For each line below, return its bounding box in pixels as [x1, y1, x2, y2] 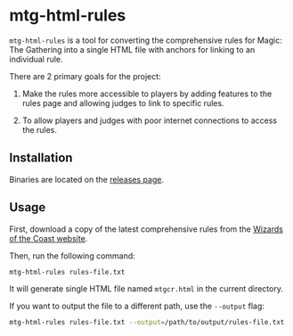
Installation [9, 151, 73, 166]
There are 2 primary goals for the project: [9, 70, 162, 81]
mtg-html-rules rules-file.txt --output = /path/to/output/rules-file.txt [9, 318, 285, 327]
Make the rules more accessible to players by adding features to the [21, 88, 273, 99]
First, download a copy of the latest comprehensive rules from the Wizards [9, 224, 283, 234]
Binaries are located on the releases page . [9, 174, 165, 184]
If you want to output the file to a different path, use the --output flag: [9, 300, 265, 312]
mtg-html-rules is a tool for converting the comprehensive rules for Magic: [9, 35, 282, 45]
